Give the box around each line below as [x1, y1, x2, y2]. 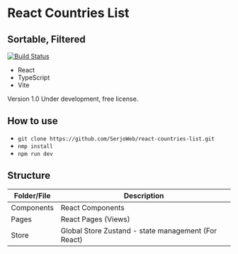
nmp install [17, 143, 53, 150]
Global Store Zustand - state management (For [60, 226, 217, 236]
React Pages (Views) [60, 214, 130, 224]
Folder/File [13, 190, 51, 200]
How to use [7, 115, 58, 127]
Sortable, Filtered [7, 33, 86, 45]
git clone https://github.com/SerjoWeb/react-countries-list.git [17, 135, 215, 143]
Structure [7, 170, 51, 182]
